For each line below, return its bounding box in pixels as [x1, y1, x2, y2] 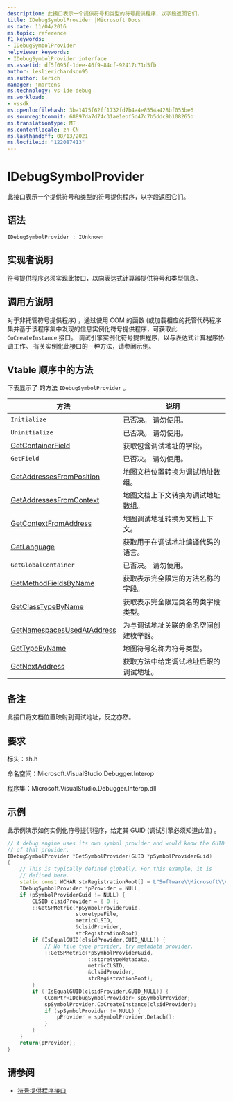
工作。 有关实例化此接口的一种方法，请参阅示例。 [12, 342, 155, 350]
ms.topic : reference [7, 29, 67, 37]
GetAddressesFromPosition [10, 472, 101, 482]
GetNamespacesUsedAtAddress [10, 625, 116, 635]
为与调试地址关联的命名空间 [123, 621, 214, 631]
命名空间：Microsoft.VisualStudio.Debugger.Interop [7, 769, 155, 777]
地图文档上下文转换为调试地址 [123, 491, 221, 500]
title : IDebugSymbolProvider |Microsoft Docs [7, 17, 141, 24]
